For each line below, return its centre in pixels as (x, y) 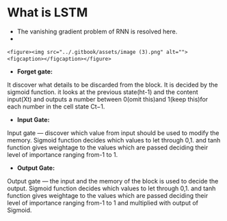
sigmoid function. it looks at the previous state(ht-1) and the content (103, 92)
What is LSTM (48, 13)
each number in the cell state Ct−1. (56, 106)
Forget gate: (35, 71)
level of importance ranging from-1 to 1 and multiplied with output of (103, 203)
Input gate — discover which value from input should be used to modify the (113, 133)
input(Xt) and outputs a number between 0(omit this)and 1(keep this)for (108, 99)
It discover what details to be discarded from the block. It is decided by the (112, 85)
